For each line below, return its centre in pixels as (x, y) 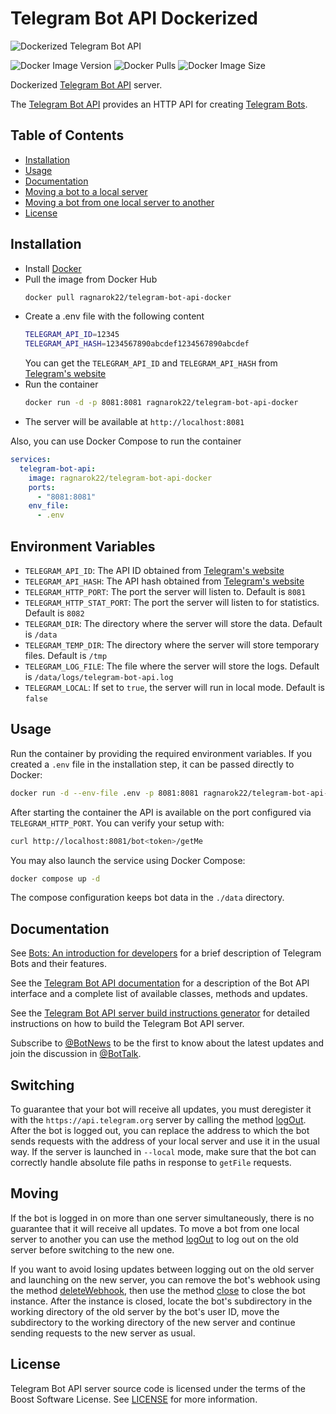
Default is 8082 (54, 613)
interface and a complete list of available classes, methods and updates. (159, 994)
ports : (42, 487)
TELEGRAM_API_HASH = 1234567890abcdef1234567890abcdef (137, 344)
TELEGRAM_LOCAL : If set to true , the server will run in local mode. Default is (174, 687)
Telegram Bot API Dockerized (134, 18)
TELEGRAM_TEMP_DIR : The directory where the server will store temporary (172, 645)
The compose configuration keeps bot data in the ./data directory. (147, 898)
